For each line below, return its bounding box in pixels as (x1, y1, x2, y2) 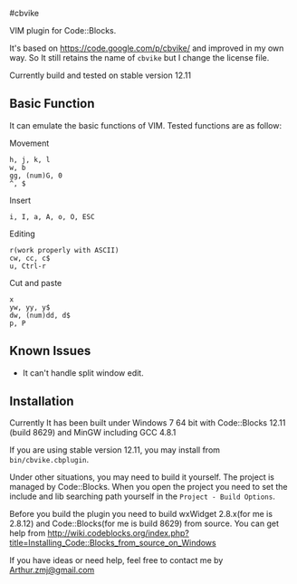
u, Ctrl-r (9, 262, 47, 271)
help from (9, 528, 46, 539)
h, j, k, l (9, 155, 51, 164)
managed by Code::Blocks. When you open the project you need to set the (9, 482, 288, 493)
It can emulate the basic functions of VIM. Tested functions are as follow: (9, 120, 283, 130)
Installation (9, 394, 74, 409)
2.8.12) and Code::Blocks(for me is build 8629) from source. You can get (9, 518, 279, 529)
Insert (9, 195, 32, 206)
